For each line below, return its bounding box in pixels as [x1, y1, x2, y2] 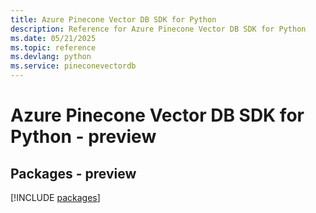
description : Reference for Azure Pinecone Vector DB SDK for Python [10, 24, 307, 34]
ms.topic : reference [10, 42, 97, 53]
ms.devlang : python [10, 52, 92, 62]
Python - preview [10, 126, 157, 148]
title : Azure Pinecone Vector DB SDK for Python [10, 14, 217, 25]
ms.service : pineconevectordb [10, 61, 137, 71]
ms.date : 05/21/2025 [10, 33, 97, 43]
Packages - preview [10, 165, 137, 182]
